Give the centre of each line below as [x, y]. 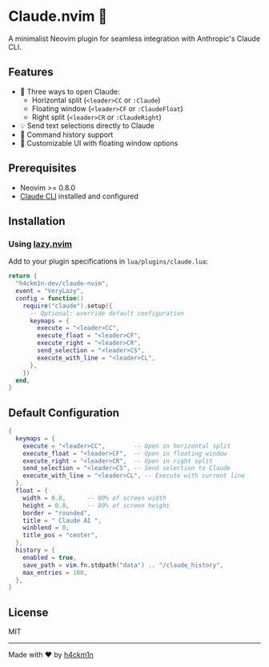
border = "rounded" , [57, 513]
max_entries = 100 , [55, 573]
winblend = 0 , [46, 528]
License [28, 612]
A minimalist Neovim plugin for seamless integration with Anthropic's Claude [134, 38]
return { [23, 276]
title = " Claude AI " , [62, 520]
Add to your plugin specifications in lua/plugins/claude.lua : [108, 261]
